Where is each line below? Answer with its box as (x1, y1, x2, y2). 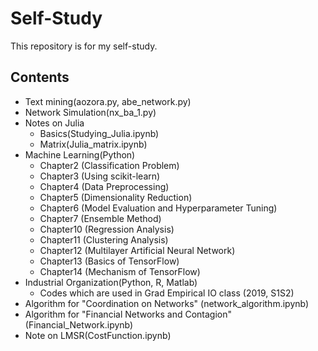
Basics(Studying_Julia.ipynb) (39, 127, 160, 139)
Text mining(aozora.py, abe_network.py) (24, 95, 192, 107)
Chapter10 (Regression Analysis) (39, 223, 175, 235)
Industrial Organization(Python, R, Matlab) (24, 276, 198, 288)
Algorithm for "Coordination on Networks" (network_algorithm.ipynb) (24, 297, 310, 309)
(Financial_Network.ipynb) (24, 318, 134, 331)
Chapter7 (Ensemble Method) (39, 212, 162, 224)
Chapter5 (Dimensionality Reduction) (39, 191, 193, 203)
